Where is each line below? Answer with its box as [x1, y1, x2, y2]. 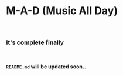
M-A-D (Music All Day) [6, 4, 118, 18]
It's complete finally [6, 38, 64, 47]
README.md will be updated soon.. [6, 63, 86, 70]
